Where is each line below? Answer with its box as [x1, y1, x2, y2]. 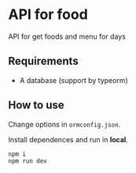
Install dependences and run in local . [8, 134, 128, 144]
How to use [8, 99, 64, 112]
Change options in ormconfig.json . [8, 119, 121, 129]
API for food [8, 6, 88, 24]
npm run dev [8, 157, 47, 165]
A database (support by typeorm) [19, 75, 128, 85]
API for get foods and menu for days [8, 32, 126, 41]
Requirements [8, 55, 79, 68]
